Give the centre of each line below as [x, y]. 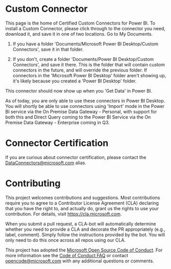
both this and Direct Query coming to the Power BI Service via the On [78, 117]
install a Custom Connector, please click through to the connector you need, [86, 28]
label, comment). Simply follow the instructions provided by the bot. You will [85, 234]
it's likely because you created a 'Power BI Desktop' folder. [75, 81]
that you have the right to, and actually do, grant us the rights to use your [82, 208]
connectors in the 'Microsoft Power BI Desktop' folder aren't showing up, [89, 75]
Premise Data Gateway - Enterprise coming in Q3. [57, 122]
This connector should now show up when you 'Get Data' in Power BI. [79, 91]
